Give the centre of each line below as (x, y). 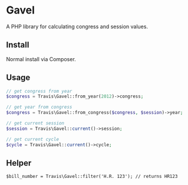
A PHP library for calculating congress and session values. (77, 26)
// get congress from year (39, 91)
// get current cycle (33, 139)
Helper (19, 163)
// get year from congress (39, 107)
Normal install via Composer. (41, 59)
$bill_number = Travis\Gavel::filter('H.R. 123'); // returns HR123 (92, 177)
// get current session (35, 123)
